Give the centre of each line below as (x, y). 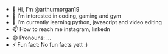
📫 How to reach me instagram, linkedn (61, 29)
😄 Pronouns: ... (32, 38)
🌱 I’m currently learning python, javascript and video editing (87, 22)
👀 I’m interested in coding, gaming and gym (67, 16)
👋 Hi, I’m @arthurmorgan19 (46, 9)
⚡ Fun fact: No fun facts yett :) (50, 45)
